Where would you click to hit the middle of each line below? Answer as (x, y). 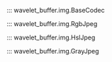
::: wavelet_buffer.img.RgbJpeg (52, 24)
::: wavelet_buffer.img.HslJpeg (51, 37)
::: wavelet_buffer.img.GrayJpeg (53, 51)
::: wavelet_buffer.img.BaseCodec (56, 10)
